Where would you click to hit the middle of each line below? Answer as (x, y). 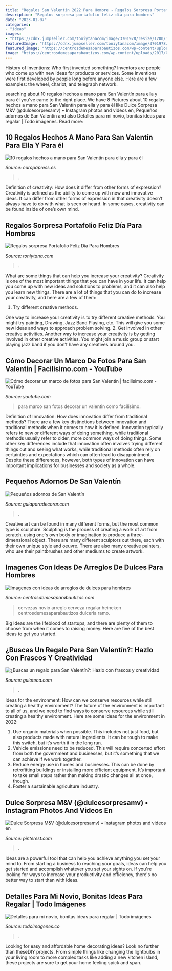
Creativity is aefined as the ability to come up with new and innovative (79, 193)
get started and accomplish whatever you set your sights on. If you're (79, 869)
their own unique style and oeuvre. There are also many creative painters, (83, 546)
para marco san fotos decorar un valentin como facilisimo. (79, 406)
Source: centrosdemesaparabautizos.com (50, 597)
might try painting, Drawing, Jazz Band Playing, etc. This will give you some (85, 323)
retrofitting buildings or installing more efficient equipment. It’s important (89, 770)
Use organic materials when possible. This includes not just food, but (85, 732)
